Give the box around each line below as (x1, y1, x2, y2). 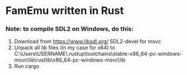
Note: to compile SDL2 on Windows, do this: (5, 25, 133, 33)
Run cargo (14, 63, 39, 70)
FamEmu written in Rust (5, 4, 124, 17)
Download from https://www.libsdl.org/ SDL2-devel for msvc (14, 38, 161, 45)
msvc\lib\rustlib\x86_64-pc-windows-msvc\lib (14, 56, 126, 63)
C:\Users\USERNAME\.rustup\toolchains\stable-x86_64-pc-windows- (14, 51, 182, 58)
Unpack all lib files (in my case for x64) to (14, 44, 115, 51)
